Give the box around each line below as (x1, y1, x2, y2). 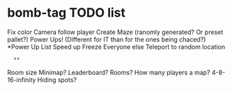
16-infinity (7, 75, 36, 84)
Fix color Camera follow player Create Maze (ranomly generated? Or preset (7, 28, 224, 36)
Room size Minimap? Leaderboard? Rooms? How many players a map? (7, 68, 210, 76)
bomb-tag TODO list (7, 5, 126, 21)
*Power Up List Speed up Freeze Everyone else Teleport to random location (7, 42, 226, 51)
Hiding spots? (37, 75, 77, 84)
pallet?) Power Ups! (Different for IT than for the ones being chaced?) (7, 35, 206, 43)
